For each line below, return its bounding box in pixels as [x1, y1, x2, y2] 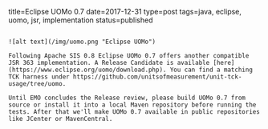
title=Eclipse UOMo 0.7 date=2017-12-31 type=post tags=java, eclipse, [8, 7, 242, 16]
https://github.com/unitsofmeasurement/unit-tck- [72, 73, 242, 81]
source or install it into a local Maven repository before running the [8, 101, 257, 109]
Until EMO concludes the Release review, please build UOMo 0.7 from [8, 94, 246, 102]
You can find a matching [169, 66, 253, 74]
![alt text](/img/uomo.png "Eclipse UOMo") [8, 38, 156, 46]
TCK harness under [8, 73, 70, 81]
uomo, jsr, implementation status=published [8, 15, 154, 25]
